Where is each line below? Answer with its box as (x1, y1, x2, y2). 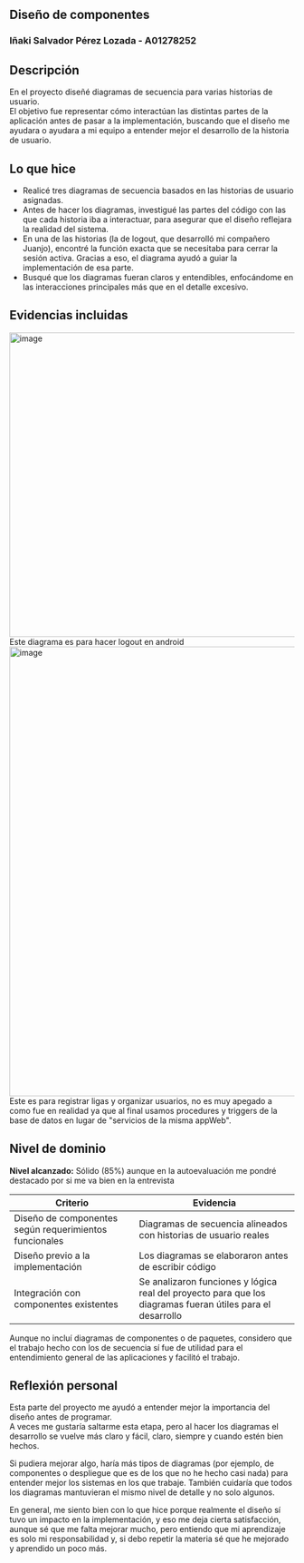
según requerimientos (14, 1223, 108, 1236)
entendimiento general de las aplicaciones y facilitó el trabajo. (9, 1352, 240, 1363)
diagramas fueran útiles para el (138, 1297, 271, 1310)
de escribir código (138, 1260, 217, 1273)
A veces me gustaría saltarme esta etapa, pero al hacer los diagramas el (9, 1421, 279, 1432)
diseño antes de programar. (9, 1412, 113, 1422)
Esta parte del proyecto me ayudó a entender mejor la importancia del (9, 1402, 271, 1413)
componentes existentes (14, 1297, 119, 1310)
